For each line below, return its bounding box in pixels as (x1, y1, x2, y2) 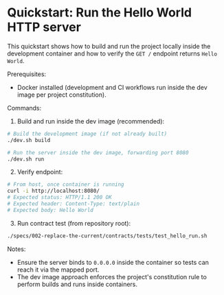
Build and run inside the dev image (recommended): (16, 117, 165, 125)
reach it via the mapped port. (16, 265, 100, 274)
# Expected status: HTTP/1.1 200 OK (7, 194, 112, 201)
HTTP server (7, 19, 81, 35)
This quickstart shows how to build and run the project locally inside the (7, 42, 211, 50)
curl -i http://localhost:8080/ (7, 187, 100, 195)
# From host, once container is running (7, 181, 125, 188)
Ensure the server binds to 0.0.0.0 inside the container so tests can (16, 258, 210, 266)
